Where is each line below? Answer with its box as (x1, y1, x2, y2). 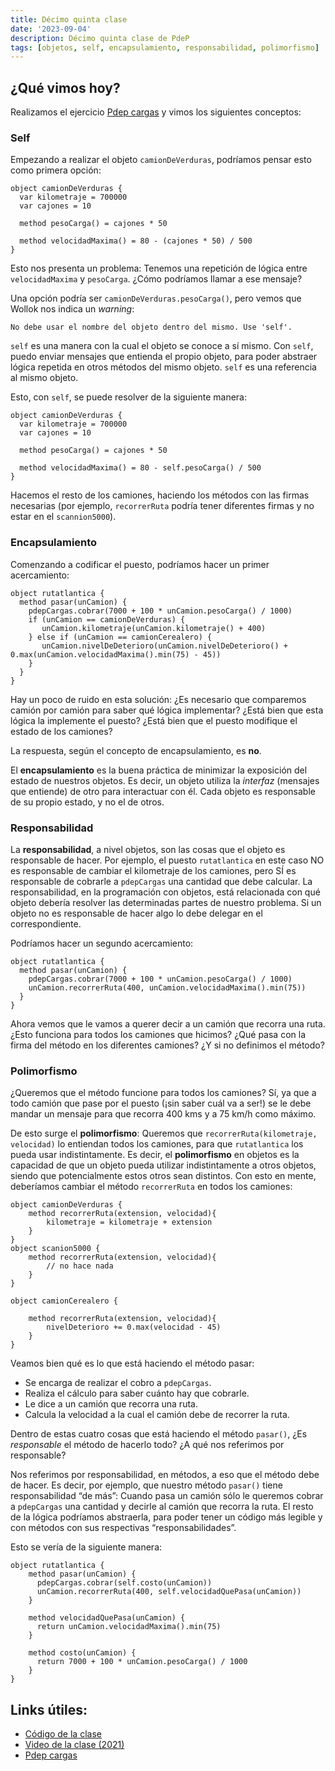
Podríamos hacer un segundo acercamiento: (10, 937, 194, 949)
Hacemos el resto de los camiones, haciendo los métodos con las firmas (10, 489, 310, 501)
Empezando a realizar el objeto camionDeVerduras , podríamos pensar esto (10, 154, 312, 166)
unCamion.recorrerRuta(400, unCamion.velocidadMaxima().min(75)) (28, 982, 307, 993)
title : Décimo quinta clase (10, 14, 128, 25)
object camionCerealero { (10, 1296, 118, 1306)
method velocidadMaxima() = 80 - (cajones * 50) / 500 (19, 236, 253, 246)
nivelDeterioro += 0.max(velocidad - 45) (46, 1322, 222, 1333)
